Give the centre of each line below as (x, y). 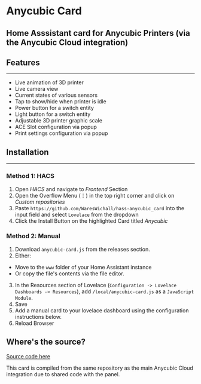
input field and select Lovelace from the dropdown (77, 214)
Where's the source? (46, 342)
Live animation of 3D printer (49, 82)
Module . (24, 297)
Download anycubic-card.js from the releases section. (83, 249)
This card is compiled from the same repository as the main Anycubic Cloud (100, 368)
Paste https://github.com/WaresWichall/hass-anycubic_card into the (99, 208)
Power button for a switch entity (54, 108)
